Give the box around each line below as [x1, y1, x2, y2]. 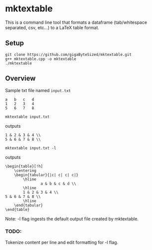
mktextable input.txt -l [5, 146, 56, 150]
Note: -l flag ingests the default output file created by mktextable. [5, 216, 139, 222]
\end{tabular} [14, 202, 43, 208]
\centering [14, 168, 37, 173]
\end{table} [5, 207, 30, 212]
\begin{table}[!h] [5, 164, 43, 169]
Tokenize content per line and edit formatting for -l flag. [5, 239, 118, 245]
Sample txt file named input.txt [5, 87, 71, 93]
